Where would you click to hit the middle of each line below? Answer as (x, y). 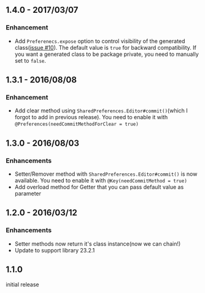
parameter (28, 193)
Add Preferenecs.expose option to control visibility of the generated (100, 41)
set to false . (30, 60)
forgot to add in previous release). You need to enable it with (91, 117)
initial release (22, 284)
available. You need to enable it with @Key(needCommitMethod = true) (101, 181)
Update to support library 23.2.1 (55, 250)
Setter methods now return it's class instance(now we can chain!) (98, 244)
